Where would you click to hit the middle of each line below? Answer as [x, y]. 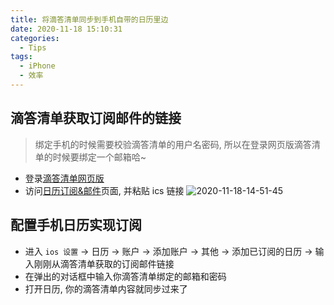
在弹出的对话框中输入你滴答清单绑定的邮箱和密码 [125, 276]
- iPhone [37, 66]
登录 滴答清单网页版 [64, 178]
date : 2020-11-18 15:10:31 [66, 29]
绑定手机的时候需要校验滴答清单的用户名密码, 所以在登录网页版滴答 [173, 144]
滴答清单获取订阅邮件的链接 [96, 118]
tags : [21, 57]
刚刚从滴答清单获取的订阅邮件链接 [104, 263]
